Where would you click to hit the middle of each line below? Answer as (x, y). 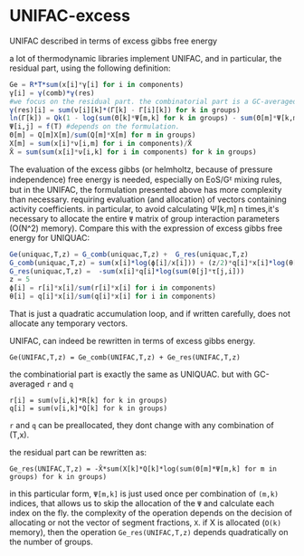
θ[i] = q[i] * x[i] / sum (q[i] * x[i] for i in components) (113, 297)
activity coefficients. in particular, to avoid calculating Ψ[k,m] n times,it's (144, 208)
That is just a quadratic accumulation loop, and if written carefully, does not (150, 314)
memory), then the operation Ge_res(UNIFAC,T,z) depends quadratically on (149, 532)
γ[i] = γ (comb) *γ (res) (52, 93)
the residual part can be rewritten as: (78, 453)
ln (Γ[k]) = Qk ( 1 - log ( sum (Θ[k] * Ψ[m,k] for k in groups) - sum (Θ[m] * (143, 119)
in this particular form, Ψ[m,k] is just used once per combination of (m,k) (144, 494)
